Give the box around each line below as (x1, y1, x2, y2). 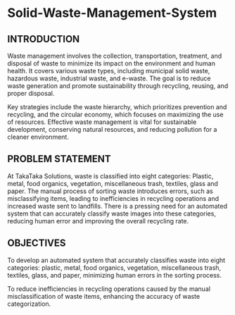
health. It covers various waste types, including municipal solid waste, (7, 67, 210, 75)
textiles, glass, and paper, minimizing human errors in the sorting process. (7, 271, 222, 279)
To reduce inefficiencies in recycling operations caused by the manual (7, 284, 211, 293)
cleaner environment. (7, 132, 69, 141)
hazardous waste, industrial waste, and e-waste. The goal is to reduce (7, 74, 211, 82)
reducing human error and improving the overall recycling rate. (7, 216, 189, 225)
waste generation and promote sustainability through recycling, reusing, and (7, 82, 229, 89)
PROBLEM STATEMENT (7, 153, 111, 165)
